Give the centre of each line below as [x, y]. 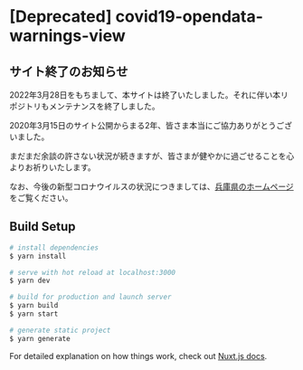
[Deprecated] [61, 17]
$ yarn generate [40, 338]
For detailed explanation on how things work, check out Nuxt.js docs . [138, 356]
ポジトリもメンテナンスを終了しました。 [85, 106]
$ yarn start [34, 314]
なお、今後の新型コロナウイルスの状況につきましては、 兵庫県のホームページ [151, 186]
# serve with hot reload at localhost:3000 [93, 272]
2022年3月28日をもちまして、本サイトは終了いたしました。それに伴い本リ [149, 95]
